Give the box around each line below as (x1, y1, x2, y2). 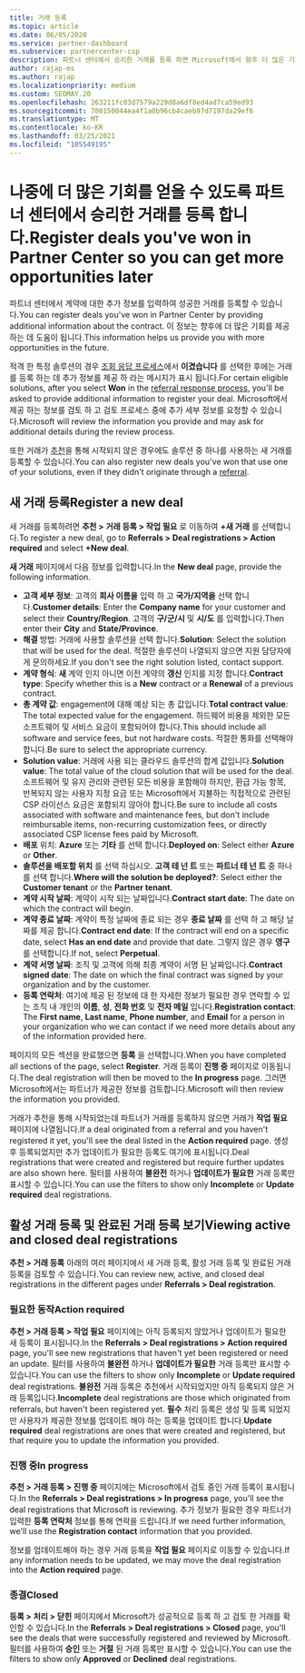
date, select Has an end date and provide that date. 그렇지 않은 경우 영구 (22, 936, 290, 947)
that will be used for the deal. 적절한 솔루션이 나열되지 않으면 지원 (22, 645, 261, 656)
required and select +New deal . (9, 542, 130, 553)
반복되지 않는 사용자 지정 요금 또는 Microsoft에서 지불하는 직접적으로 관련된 (22, 787, 291, 798)
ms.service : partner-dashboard (9, 38, 128, 48)
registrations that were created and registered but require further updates (9, 1156, 285, 1167)
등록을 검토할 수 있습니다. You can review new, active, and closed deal (9, 1269, 265, 1280)
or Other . (22, 849, 58, 860)
